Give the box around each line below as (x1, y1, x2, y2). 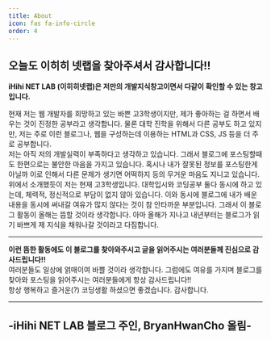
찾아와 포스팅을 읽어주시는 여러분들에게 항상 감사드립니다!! (8, 275, 192, 285)
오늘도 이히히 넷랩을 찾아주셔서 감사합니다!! (8, 58, 211, 73)
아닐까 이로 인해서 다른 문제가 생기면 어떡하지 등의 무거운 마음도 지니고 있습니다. (8, 170, 261, 179)
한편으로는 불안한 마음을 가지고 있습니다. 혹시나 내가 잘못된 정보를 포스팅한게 (16, 159, 258, 170)
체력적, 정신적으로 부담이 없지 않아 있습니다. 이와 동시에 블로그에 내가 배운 (25, 190, 258, 199)
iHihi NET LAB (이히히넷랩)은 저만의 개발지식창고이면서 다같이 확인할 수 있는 (8, 82, 248, 91)
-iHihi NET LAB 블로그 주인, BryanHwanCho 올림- (8, 318, 252, 332)
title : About (8, 11, 52, 20)
